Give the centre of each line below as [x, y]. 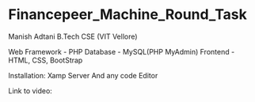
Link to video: [30, 91]
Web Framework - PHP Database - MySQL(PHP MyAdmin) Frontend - [122, 51]
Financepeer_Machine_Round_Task [128, 15]
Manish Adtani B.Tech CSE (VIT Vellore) [73, 36]
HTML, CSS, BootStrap [46, 60]
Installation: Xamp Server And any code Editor [83, 75]
